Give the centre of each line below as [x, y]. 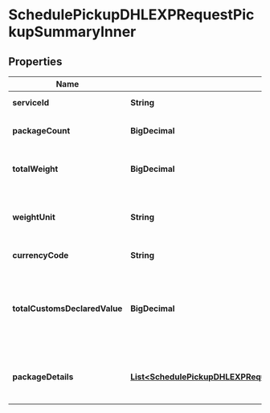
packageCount [41, 131]
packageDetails [43, 377]
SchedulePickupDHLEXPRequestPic [131, 15]
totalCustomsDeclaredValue [67, 309]
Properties [35, 61]
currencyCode [41, 255]
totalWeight [35, 169]
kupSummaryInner [72, 32]
